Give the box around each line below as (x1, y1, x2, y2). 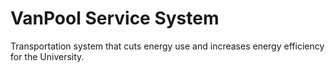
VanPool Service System (10, 7, 220, 30)
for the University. (10, 50, 85, 62)
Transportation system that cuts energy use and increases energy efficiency (10, 40, 325, 52)
